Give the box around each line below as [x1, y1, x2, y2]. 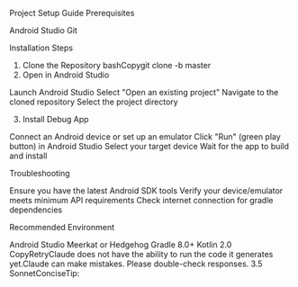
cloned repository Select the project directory [9, 96, 178, 107]
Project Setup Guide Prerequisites [9, 8, 135, 18]
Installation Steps [9, 42, 74, 53]
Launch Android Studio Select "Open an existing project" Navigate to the [9, 87, 279, 97]
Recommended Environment [9, 222, 115, 232]
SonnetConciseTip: [9, 268, 80, 278]
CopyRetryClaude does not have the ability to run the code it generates [9, 249, 274, 259]
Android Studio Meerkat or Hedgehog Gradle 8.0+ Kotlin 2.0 [9, 239, 232, 250]
